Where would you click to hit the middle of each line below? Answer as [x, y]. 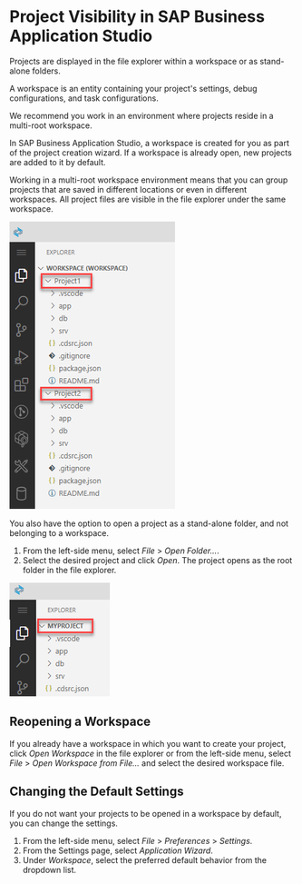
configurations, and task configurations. [84, 98]
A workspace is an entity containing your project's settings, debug [133, 88]
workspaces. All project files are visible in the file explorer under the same [148, 199]
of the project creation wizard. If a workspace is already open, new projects [151, 153]
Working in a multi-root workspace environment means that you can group [149, 180]
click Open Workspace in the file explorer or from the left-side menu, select [151, 753]
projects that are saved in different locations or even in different [128, 189]
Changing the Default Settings [97, 792]
